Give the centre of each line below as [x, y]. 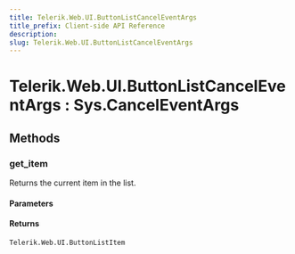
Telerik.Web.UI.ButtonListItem [67, 242]
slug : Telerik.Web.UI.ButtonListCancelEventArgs [101, 42]
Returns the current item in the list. [73, 183]
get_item [29, 163]
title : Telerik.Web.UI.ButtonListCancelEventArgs [103, 17]
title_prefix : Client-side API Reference [87, 26]
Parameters [31, 203]
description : [33, 34]
